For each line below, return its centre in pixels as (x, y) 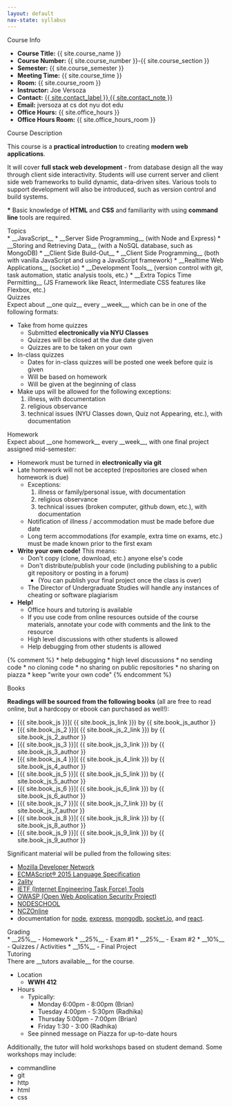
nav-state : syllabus (37, 20)
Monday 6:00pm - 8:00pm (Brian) (86, 1004)
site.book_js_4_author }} (51, 766)
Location (30, 975)
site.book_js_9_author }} (51, 840)
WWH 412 (42, 982)
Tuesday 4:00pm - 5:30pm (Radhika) (90, 1011)
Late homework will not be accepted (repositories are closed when (112, 470)
